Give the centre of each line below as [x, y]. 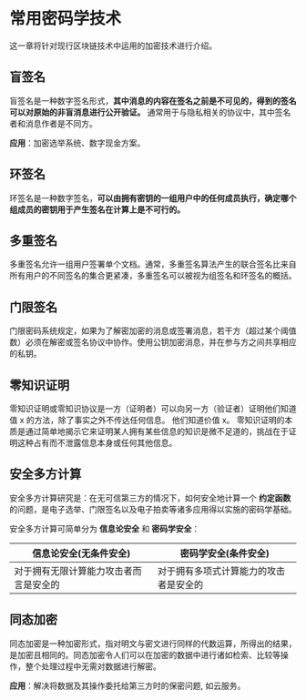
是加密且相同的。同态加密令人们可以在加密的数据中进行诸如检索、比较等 [145, 654]
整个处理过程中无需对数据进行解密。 [93, 666]
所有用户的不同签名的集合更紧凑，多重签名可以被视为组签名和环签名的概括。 [153, 276]
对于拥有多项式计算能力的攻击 [222, 571]
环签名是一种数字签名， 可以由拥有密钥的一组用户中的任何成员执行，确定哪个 [153, 198]
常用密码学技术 [66, 19]
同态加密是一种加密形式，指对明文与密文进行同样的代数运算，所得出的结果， [153, 644]
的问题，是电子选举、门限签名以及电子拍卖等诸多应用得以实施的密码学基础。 [153, 509]
